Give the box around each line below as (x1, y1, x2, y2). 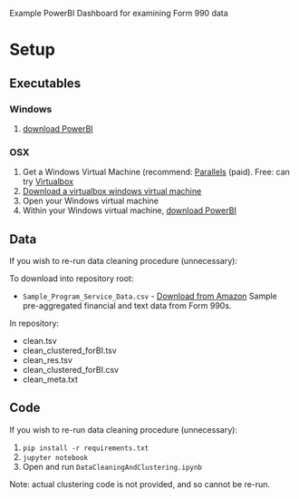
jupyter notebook (22, 453, 89, 462)
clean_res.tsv (22, 354, 72, 366)
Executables (9, 75, 82, 91)
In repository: (9, 318, 60, 328)
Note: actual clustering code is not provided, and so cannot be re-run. (9, 478, 270, 489)
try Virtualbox (22, 176, 74, 187)
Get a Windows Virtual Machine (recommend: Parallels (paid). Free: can (22, 167, 290, 178)
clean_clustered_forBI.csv (22, 364, 120, 375)
